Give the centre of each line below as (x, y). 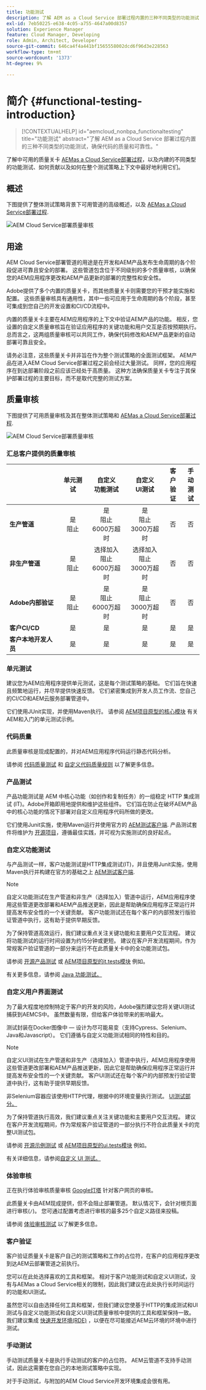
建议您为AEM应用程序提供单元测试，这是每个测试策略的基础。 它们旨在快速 (102, 683)
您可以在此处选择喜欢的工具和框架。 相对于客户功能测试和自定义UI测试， (99, 1277)
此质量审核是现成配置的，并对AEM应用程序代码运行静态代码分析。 (90, 751)
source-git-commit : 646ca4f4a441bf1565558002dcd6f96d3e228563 (87, 47)
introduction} (41, 115)
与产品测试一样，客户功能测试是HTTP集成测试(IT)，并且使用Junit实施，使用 (102, 864)
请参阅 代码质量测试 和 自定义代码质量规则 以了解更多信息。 (82, 764)
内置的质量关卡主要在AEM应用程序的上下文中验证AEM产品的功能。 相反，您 (102, 319)
